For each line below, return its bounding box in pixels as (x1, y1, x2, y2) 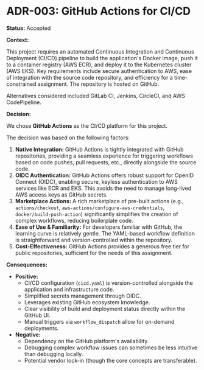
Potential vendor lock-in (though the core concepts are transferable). (24, 357, 197, 364)
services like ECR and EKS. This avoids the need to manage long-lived (15, 184, 192, 192)
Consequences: (6, 260, 47, 268)
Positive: (15, 273, 38, 280)
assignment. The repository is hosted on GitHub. (37, 80, 160, 88)
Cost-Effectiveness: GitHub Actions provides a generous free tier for (15, 242, 190, 250)
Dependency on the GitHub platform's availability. (24, 337, 149, 344)
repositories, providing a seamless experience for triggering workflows (15, 152, 194, 159)
